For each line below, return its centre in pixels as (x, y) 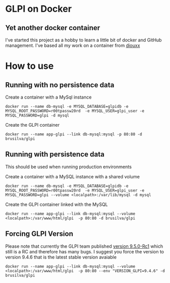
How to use (30, 66)
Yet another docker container (53, 28)
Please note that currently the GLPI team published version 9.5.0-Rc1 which (84, 246)
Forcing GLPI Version (39, 234)
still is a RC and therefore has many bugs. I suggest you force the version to (85, 251)
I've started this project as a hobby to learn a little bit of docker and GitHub (83, 40)
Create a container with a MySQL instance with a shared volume (73, 176)
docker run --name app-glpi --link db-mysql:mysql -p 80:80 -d (74, 134)
